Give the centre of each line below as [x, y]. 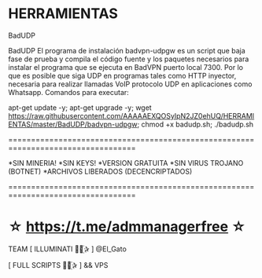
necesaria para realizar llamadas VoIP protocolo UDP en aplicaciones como [130, 84]
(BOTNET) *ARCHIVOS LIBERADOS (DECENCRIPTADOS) [100, 171]
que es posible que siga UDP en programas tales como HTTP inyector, [122, 75]
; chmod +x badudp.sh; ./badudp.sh [196, 124]
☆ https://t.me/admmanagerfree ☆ [127, 227]
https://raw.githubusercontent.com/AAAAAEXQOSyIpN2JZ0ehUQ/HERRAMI [131, 115]
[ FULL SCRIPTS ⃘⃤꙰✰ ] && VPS [58, 265]
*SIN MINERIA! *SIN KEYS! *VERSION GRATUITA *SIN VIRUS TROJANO [126, 163]
